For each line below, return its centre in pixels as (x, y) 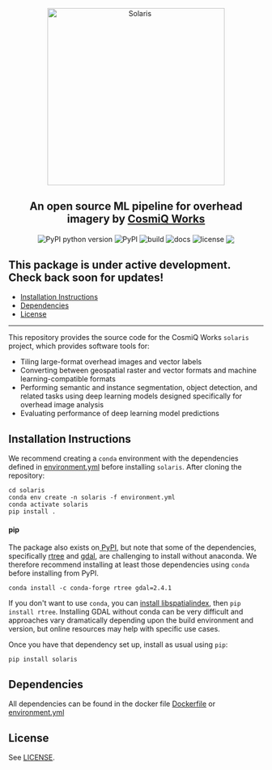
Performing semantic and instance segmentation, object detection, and (138, 388)
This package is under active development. (119, 264)
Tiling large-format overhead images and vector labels (111, 362)
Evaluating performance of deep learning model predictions (120, 414)
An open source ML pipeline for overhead (136, 206)
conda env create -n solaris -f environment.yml (92, 498)
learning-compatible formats (68, 379)
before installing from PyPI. (53, 573)
